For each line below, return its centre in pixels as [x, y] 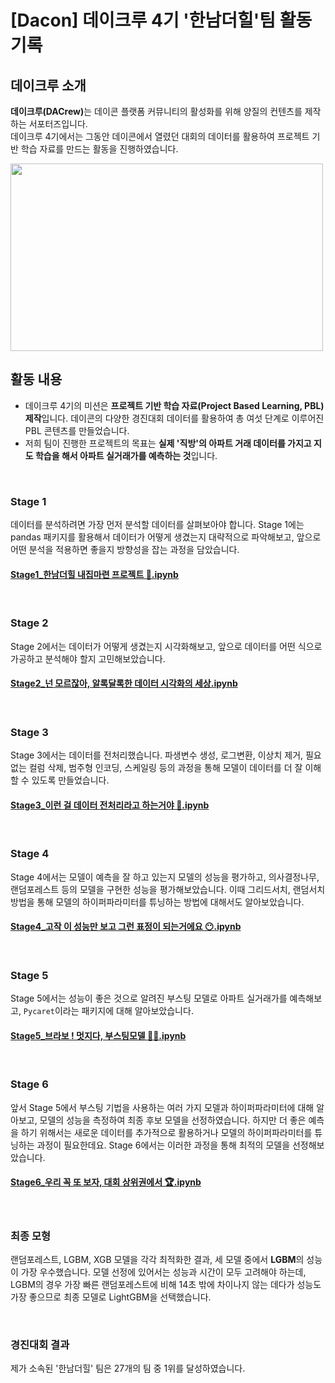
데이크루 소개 [48, 85]
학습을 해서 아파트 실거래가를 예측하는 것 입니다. [126, 455]
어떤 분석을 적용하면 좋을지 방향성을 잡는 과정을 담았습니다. [125, 550]
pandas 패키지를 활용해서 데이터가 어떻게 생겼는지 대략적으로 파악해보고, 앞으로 [166, 537]
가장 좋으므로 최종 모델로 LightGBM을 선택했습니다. [111, 1297]
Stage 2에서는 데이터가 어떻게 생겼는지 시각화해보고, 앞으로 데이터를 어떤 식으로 [166, 646]
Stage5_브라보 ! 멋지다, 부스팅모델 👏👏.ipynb [98, 1035]
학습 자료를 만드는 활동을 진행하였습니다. [99, 149]
